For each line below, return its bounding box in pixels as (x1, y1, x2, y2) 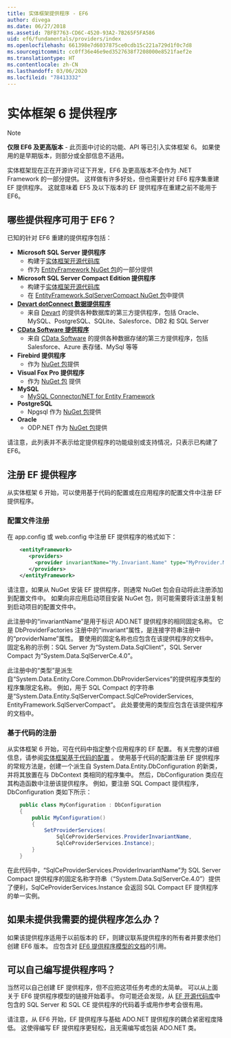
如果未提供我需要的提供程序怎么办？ (7, 914, 161, 925)
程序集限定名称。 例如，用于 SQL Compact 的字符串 (7, 683, 155, 692)
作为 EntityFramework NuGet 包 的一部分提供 (27, 265, 153, 274)
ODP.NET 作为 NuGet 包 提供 (27, 423, 108, 432)
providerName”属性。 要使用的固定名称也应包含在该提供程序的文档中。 (16, 634, 217, 643)
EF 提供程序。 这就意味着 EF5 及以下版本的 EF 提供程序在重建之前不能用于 (7, 184, 217, 192)
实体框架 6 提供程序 (7, 106, 118, 121)
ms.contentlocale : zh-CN (7, 61, 78, 68)
